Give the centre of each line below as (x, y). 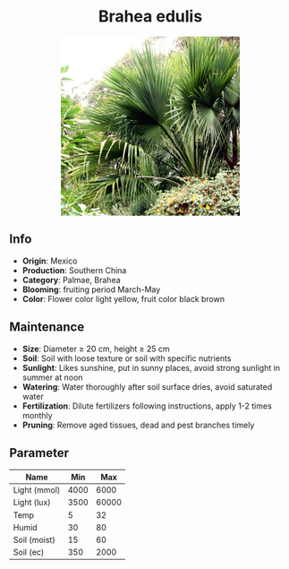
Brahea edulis (150, 17)
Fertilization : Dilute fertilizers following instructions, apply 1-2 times (147, 406)
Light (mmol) (37, 490)
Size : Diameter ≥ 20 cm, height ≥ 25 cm (96, 349)
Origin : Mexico (50, 261)
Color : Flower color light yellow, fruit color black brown (123, 298)
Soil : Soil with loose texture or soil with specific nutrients (127, 358)
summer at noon (52, 377)
